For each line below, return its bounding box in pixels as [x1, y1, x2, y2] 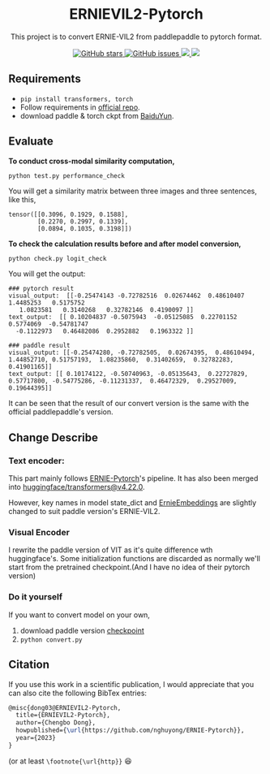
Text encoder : [8, 455, 65, 466]
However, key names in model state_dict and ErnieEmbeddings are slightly [8, 498, 257, 508]
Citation [8, 658, 50, 672]
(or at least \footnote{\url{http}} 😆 [8, 756, 132, 766]
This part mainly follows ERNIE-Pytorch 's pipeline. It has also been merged [8, 473, 259, 483]
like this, [8, 194, 36, 204]
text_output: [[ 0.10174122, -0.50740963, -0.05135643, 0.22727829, [8, 370, 249, 378]
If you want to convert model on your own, [8, 610, 150, 620]
